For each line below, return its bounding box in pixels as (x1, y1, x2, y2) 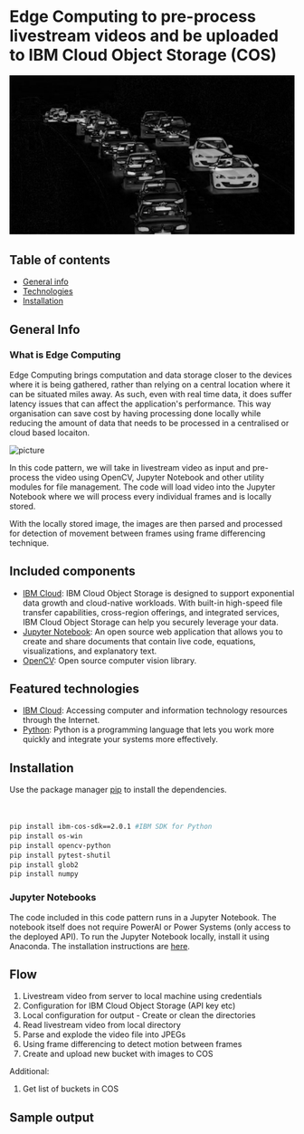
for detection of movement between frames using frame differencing (9, 528, 266, 538)
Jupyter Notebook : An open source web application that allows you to (22, 626, 283, 637)
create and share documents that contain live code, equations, (22, 635, 256, 646)
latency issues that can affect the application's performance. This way (9, 398, 271, 409)
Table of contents (9, 252, 110, 268)
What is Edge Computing (9, 348, 121, 361)
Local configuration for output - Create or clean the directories (22, 1010, 256, 1021)
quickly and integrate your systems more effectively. (22, 734, 219, 745)
